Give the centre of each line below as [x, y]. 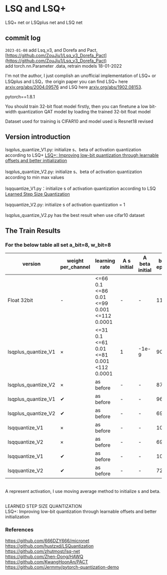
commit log [23, 38]
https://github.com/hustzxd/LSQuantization [49, 546]
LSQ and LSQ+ [36, 9]
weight [75, 261]
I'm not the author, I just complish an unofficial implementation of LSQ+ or [81, 76]
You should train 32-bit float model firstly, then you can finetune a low [77, 106]
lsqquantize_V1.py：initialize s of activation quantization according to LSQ [81, 188]
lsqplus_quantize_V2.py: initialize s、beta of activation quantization [74, 172]
